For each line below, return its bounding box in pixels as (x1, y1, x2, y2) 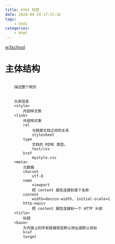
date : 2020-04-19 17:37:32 (5, 12, 61, 17)
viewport (31, 182, 50, 187)
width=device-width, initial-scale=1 (31, 196, 111, 201)
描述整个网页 (14, 84, 36, 89)
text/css (31, 146, 50, 151)
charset (23, 169, 39, 174)
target (23, 234, 37, 239)
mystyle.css (31, 155, 57, 160)
